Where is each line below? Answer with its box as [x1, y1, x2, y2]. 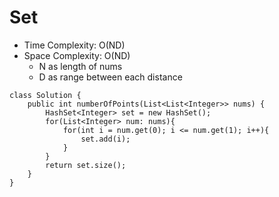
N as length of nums [38, 60, 123, 72]
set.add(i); [80, 134, 131, 144]
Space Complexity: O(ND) [23, 49, 131, 61]
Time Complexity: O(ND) [23, 39, 126, 51]
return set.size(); [45, 160, 127, 170]
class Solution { [9, 90, 82, 100]
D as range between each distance [38, 71, 183, 83]
